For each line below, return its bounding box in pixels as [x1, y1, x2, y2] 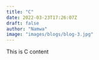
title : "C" [6, 8, 34, 15]
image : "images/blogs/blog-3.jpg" [6, 32, 94, 38]
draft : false [6, 20, 39, 26]
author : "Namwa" [6, 25, 47, 32]
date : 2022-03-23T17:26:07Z [6, 15, 78, 21]
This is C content [6, 48, 49, 55]
